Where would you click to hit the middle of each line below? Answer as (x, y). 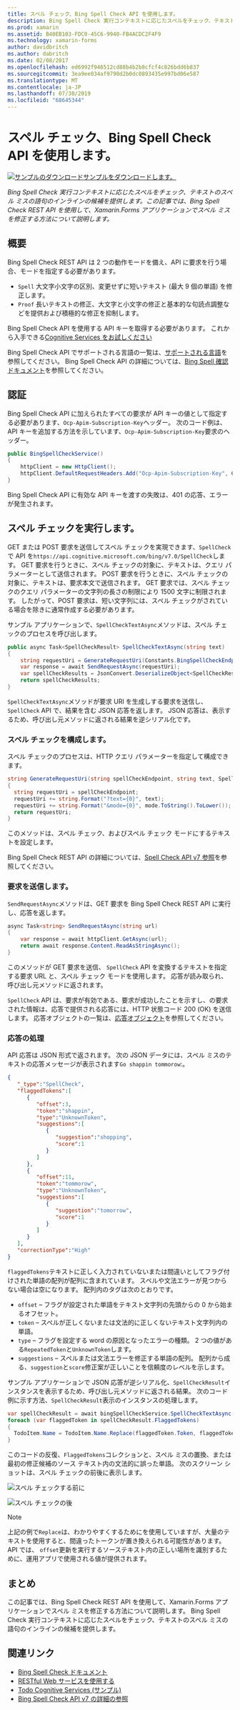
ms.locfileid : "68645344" (46, 101)
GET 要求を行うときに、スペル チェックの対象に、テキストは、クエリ (122, 564)
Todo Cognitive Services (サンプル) (69, 1689)
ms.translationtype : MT (43, 80)
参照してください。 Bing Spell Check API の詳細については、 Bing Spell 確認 (118, 361)
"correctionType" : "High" (54, 1251)
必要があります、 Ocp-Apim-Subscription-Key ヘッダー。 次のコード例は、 (120, 422)
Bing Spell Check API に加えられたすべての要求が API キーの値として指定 (114, 413)
